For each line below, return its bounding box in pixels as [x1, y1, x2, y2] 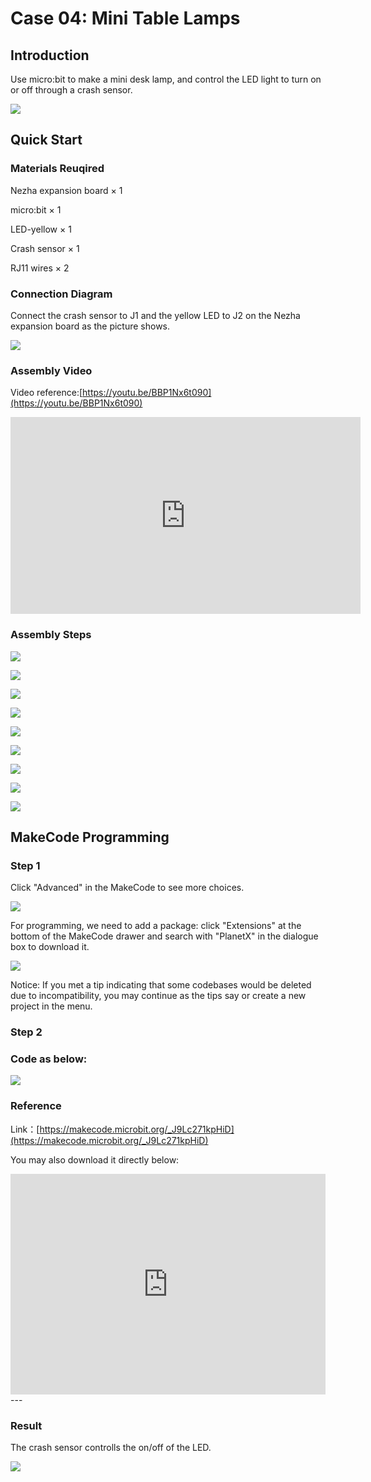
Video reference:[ [10, 387, 83, 399]
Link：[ [10, 1123, 40, 1135]
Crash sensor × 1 [10, 242, 80, 254]
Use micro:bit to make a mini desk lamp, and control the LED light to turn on [10, 73, 322, 85]
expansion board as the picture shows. [10, 320, 171, 332]
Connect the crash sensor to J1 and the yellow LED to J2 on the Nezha [10, 309, 301, 321]
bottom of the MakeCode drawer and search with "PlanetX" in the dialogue [10, 930, 319, 942]
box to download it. [10, 941, 90, 953]
